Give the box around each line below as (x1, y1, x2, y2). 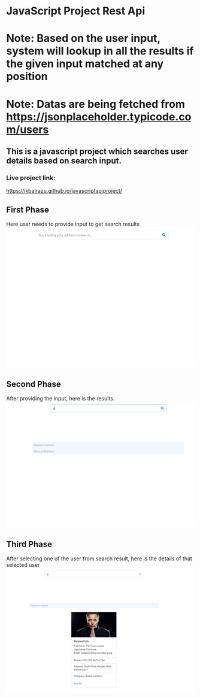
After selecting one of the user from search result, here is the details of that (6, 555, 193, 562)
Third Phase (6, 539, 53, 549)
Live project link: (6, 174, 56, 182)
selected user (6, 562, 40, 569)
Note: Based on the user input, (6, 32, 160, 45)
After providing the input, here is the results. (6, 395, 115, 402)
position (6, 70, 48, 83)
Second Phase (6, 379, 61, 389)
